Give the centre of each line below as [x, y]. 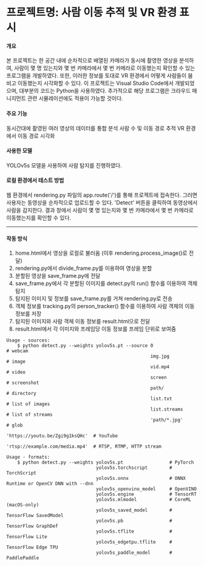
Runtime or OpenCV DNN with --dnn [50, 484]
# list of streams [29, 415]
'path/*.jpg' [167, 420]
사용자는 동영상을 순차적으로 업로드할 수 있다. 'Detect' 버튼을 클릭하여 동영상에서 [102, 203]
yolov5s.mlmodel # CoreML [144, 500]
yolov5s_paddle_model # [134, 553]
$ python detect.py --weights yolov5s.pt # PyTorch [106, 463]
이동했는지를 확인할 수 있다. [39, 218]
